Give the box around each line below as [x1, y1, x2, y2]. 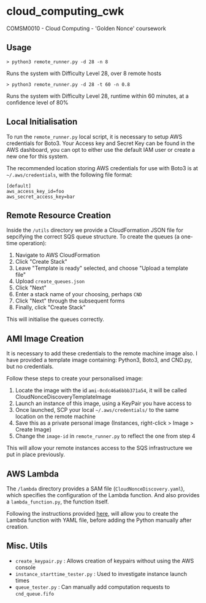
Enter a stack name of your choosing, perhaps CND [15, 291, 142, 298]
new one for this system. [6, 152, 69, 160]
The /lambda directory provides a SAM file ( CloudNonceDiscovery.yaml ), [6, 485, 185, 492]
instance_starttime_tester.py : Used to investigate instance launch [15, 570, 187, 577]
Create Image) [15, 426, 52, 433]
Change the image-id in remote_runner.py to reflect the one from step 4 [15, 432, 196, 440]
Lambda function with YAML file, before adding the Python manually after [6, 516, 192, 524]
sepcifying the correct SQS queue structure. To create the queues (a [6, 233, 180, 240]
